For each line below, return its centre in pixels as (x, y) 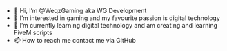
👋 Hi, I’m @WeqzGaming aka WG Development (80, 11)
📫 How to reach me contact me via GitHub (75, 40)
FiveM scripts (33, 32)
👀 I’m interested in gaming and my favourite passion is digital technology (117, 18)
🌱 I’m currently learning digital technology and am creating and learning (116, 25)
